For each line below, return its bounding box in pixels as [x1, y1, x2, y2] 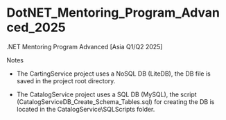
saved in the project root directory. [16, 76, 116, 85]
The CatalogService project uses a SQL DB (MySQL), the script [16, 90, 197, 98]
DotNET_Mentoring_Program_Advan [6, 5, 220, 21]
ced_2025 [6, 19, 67, 35]
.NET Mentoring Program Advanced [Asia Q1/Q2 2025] [6, 42, 163, 51]
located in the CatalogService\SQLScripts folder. [16, 105, 155, 113]
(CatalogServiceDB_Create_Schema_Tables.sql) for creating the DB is [16, 97, 215, 105]
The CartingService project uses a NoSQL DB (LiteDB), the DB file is [16, 69, 211, 78]
